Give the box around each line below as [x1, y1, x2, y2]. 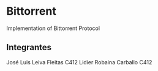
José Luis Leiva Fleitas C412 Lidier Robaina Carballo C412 [6, 58, 152, 65]
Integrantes [6, 42, 52, 53]
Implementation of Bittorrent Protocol [6, 24, 100, 32]
